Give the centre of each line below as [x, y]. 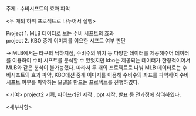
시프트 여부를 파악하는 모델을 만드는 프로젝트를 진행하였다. [73, 82]
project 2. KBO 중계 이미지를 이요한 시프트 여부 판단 [66, 41]
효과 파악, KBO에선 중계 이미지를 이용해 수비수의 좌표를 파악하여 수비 [110, 75]
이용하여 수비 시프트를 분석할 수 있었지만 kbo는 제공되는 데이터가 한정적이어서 [101, 60]
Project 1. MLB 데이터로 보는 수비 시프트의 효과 [60, 33]
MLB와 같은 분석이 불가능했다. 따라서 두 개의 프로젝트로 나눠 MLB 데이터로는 [94, 68]
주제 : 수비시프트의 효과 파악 [38, 8]
